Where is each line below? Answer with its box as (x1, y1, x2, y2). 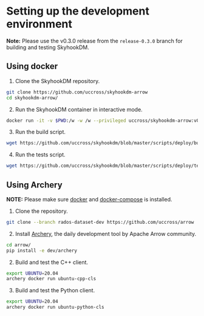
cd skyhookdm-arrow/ (6, 95, 59, 101)
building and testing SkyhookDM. (6, 44, 89, 51)
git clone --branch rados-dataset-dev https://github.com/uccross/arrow (6, 219, 194, 225)
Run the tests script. (15, 151, 66, 158)
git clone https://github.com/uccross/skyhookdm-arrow (6, 89, 148, 95)
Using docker (6, 61, 58, 72)
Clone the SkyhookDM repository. (15, 77, 100, 84)
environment (6, 17, 73, 31)
